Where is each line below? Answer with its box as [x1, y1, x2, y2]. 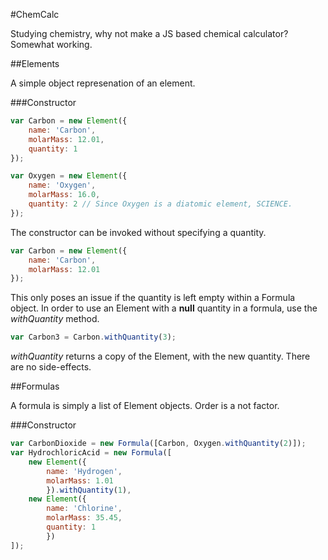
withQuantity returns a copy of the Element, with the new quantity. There [10, 350, 311, 363]
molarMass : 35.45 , [46, 513, 123, 523]
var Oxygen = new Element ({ [10, 171, 128, 181]
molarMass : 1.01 [46, 475, 114, 486]
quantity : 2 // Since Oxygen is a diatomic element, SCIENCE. [28, 199, 293, 209]
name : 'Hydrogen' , [46, 466, 123, 476]
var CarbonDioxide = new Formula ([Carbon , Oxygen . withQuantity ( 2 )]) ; [10, 439, 307, 449]
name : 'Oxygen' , [28, 180, 97, 191]
